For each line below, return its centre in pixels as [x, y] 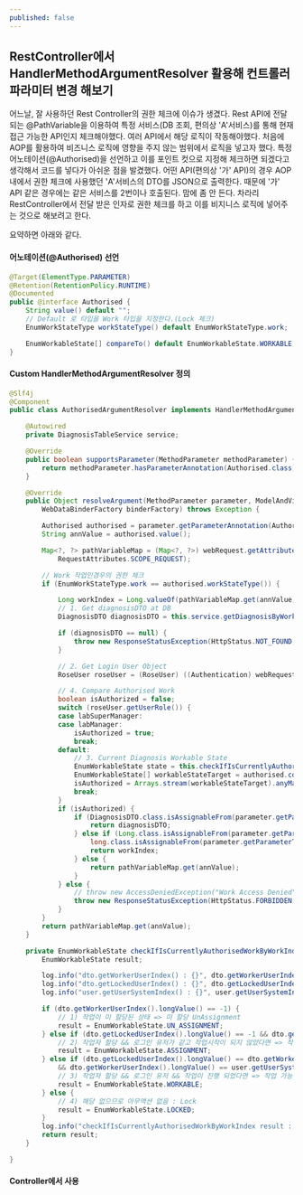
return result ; [70, 1135]
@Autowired [46, 427]
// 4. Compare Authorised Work [116, 691]
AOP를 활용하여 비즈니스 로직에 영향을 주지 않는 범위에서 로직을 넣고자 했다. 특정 [151, 148]
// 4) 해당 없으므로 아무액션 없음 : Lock [127, 1101]
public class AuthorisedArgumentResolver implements [110, 410]
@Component [30, 402]
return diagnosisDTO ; [130, 825]
